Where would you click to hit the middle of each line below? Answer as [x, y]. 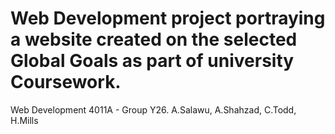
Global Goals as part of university [152, 61]
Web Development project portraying [168, 18]
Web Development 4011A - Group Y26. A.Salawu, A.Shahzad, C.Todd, [153, 109]
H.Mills [24, 120]
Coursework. [66, 82]
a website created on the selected [154, 39]
